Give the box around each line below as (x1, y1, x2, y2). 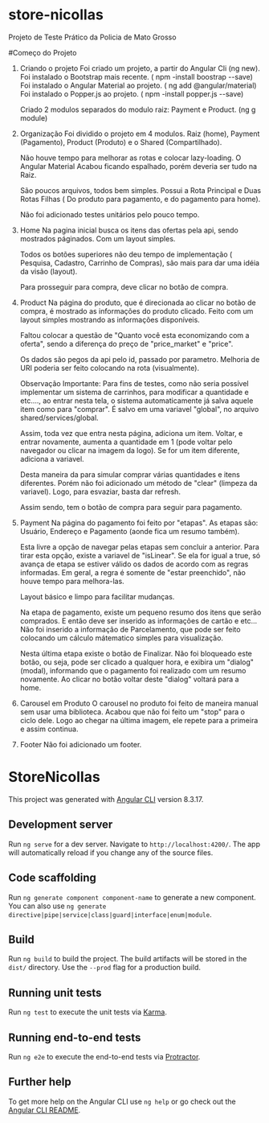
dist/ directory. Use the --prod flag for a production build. (8, 963, 201, 973)
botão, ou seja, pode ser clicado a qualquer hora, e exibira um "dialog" (19, 657, 255, 667)
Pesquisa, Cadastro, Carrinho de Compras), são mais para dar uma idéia (19, 257, 259, 267)
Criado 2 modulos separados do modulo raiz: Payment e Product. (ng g (19, 105, 256, 114)
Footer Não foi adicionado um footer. (19, 739, 142, 749)
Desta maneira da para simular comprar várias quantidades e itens (19, 469, 241, 479)
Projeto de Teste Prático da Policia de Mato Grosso (8, 32, 177, 42)
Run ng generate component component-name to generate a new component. (8, 892, 257, 902)
